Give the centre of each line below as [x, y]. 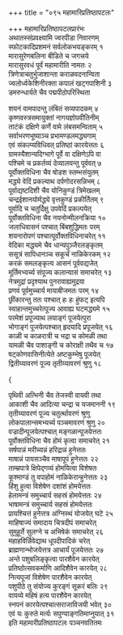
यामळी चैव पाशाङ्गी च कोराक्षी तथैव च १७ [61, 345]
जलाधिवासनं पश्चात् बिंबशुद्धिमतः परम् [54, 227]
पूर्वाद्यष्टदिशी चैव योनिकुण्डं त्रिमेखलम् [54, 190]
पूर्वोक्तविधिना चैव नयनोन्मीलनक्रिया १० [57, 218]
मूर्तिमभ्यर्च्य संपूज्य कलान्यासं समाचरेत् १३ [60, 272]
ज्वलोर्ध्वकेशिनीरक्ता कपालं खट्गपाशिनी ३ [60, 83]
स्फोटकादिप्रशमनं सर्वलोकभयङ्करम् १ [56, 47]
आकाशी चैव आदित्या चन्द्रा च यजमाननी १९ [62, 404]
